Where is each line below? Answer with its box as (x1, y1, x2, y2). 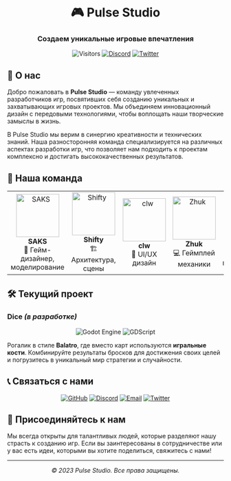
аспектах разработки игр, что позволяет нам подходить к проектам (7, 145, 208, 153)
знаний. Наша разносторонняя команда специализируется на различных (7, 138, 223, 146)
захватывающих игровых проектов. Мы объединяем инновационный (7, 103, 211, 111)
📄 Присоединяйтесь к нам (7, 414, 126, 425)
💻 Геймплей (173, 248, 215, 258)
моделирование (10, 262, 65, 272)
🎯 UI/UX (131, 249, 157, 259)
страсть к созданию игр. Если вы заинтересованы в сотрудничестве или (7, 439, 222, 447)
